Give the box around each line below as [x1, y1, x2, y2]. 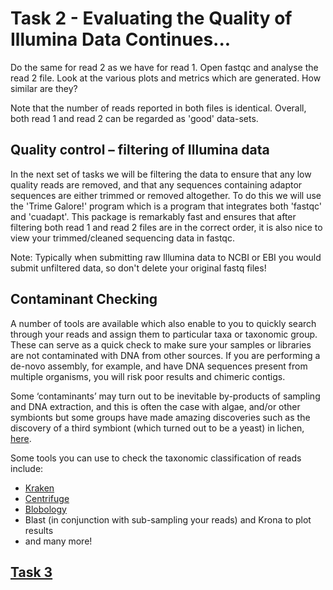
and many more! [24, 535, 93, 547]
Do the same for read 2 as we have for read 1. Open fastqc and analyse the [10, 61, 319, 73]
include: [10, 462, 44, 474]
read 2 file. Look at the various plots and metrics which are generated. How [10, 72, 322, 84]
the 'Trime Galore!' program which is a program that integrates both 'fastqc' [10, 200, 323, 212]
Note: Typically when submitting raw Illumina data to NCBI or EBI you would [10, 251, 322, 263]
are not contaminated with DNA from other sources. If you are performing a [10, 349, 321, 361]
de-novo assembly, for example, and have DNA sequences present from [10, 360, 308, 372]
